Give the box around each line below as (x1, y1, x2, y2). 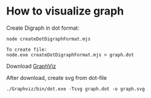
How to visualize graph (6, 4, 124, 18)
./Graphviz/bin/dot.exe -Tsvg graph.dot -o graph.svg (6, 86, 146, 92)
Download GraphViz (6, 62, 56, 70)
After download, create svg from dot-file (6, 74, 107, 81)
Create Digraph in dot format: (6, 24, 80, 31)
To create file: (6, 47, 47, 53)
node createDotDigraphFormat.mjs (6, 36, 91, 42)
